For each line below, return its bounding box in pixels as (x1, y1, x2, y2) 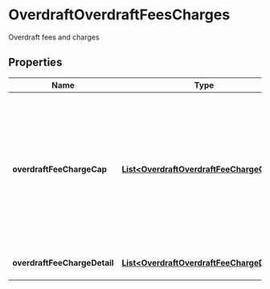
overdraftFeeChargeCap (12, 163, 107, 175)
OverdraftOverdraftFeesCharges (8, 6, 231, 24)
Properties (8, 56, 63, 69)
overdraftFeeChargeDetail (12, 257, 114, 268)
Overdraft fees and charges (8, 32, 100, 42)
